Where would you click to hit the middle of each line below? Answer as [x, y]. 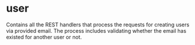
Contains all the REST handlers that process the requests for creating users [98, 25]
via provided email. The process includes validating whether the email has [96, 30]
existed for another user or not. [44, 37]
